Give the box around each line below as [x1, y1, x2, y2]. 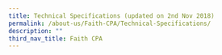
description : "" [8, 27, 63, 35]
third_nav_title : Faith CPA [8, 34, 103, 43]
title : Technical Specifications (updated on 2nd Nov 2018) [8, 11, 216, 20]
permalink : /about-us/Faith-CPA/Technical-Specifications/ [8, 19, 212, 27]
